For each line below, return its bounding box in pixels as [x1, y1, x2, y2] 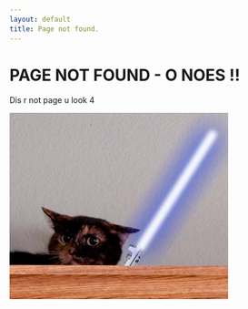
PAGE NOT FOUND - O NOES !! [9, 65, 241, 86]
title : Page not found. [9, 24, 100, 34]
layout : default [9, 15, 71, 24]
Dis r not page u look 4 [9, 95, 95, 106]
